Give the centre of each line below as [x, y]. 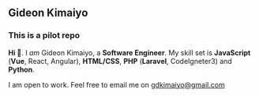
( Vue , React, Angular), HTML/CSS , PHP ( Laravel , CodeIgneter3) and [120, 61]
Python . [21, 69]
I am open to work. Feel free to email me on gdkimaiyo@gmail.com [116, 84]
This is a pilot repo [44, 35]
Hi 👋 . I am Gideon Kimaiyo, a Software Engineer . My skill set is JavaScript [129, 52]
